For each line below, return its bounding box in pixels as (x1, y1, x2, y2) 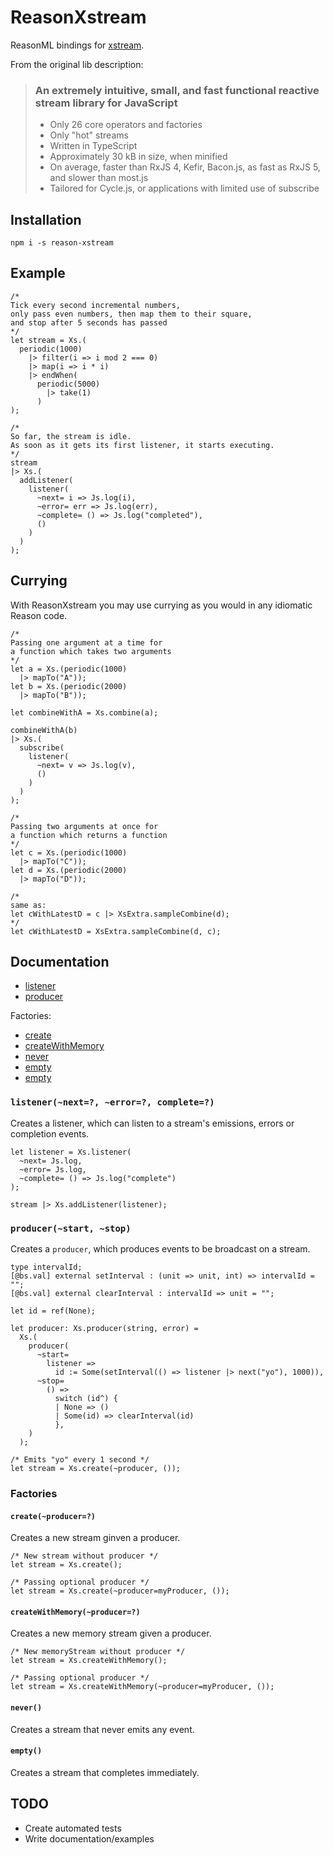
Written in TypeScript (49, 140, 138, 152)
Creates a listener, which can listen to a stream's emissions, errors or (10, 1117, 295, 1129)
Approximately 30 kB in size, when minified (49, 151, 228, 163)
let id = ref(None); (10, 1306, 97, 1316)
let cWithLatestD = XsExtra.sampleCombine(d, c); (10, 926, 222, 936)
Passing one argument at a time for (10, 637, 163, 648)
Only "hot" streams (49, 129, 129, 141)
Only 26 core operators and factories (49, 119, 203, 131)
